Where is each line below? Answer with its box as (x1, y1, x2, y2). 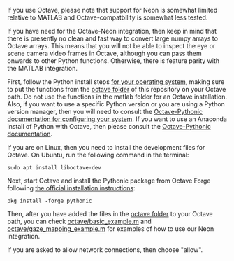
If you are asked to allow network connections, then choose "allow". (7, 246, 203, 254)
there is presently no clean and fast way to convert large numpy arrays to (7, 34, 219, 43)
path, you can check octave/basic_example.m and (7, 217, 152, 225)
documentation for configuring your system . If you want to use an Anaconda (7, 115, 227, 123)
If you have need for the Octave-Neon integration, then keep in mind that (7, 27, 217, 35)
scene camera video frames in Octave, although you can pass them (7, 49, 202, 57)
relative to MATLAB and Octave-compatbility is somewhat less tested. (7, 13, 208, 22)
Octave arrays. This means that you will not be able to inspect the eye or (7, 42, 216, 50)
